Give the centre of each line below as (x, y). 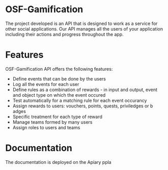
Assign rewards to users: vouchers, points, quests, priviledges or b (83, 106)
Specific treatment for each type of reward (58, 117)
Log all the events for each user (46, 84)
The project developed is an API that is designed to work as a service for (81, 23)
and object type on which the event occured (59, 95)
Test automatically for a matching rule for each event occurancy (80, 100)
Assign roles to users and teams (46, 127)
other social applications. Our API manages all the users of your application (84, 29)
